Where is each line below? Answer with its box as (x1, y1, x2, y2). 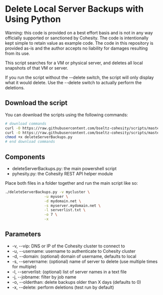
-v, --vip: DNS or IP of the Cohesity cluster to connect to (12, 243, 125, 249)
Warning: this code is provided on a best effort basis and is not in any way (5, 30, 153, 35)
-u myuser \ (44, 194, 68, 199)
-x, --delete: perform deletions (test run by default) (12, 284, 114, 290)
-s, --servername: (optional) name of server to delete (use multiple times (12, 259, 158, 264)
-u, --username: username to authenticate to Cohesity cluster (12, 248, 136, 254)
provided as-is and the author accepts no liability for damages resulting (5, 45, 148, 51)
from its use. (5, 50, 30, 56)
